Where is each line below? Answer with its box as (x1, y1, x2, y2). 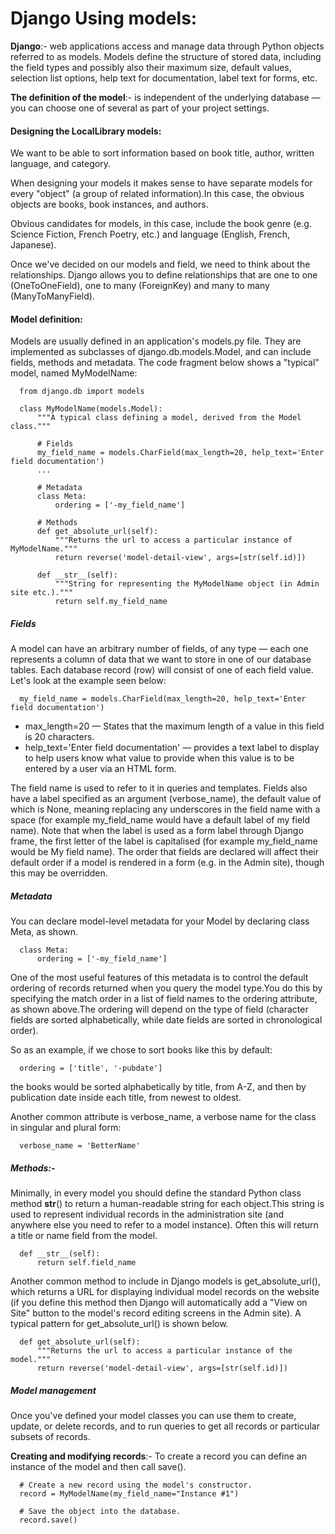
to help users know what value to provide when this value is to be (24, 752, 295, 764)
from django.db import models (19, 387, 145, 397)
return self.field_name (36, 1258, 137, 1268)
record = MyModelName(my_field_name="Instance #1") (19, 1489, 240, 1499)
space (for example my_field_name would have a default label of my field (10, 814, 311, 826)
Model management (10, 1384, 97, 1396)
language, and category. (10, 158, 111, 170)
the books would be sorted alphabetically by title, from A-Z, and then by (10, 1081, 307, 1093)
